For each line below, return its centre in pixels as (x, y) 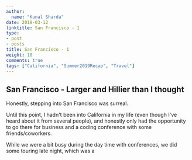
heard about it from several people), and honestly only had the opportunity (96, 121)
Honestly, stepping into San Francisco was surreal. (67, 103)
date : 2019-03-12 (27, 22)
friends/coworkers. (29, 133)
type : (13, 33)
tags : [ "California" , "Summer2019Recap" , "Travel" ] (70, 66)
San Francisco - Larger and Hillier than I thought (95, 89)
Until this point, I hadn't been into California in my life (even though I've (92, 115)
